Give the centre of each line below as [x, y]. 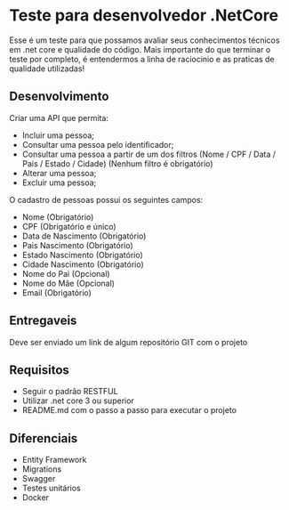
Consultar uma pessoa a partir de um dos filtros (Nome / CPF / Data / [149, 154]
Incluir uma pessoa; [58, 135]
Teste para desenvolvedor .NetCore [144, 16]
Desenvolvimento [59, 97]
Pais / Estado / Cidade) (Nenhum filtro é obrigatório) [117, 163]
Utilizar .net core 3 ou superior [78, 401]
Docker [36, 498]
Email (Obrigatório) [56, 292]
